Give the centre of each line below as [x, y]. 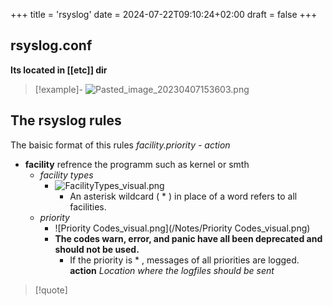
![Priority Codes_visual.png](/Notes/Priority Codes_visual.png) [182, 228]
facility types [66, 175]
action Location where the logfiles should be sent [172, 270]
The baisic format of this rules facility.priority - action [120, 145]
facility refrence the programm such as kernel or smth [137, 164]
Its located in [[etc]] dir [59, 70]
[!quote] [51, 290]
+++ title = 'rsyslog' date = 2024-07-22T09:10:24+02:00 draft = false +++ [164, 14]
